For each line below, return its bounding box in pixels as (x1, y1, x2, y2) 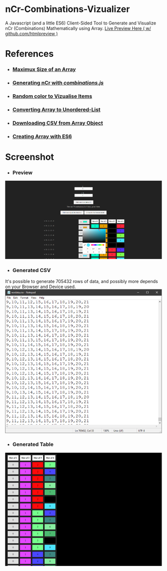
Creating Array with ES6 (12, 133, 72, 140)
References (5, 48, 54, 59)
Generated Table (12, 441, 54, 448)
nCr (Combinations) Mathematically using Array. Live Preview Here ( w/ (5, 25, 151, 31)
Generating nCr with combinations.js (12, 79, 104, 86)
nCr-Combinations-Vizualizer (5, 3, 130, 15)
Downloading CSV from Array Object (12, 119, 103, 126)
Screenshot (5, 151, 54, 163)
